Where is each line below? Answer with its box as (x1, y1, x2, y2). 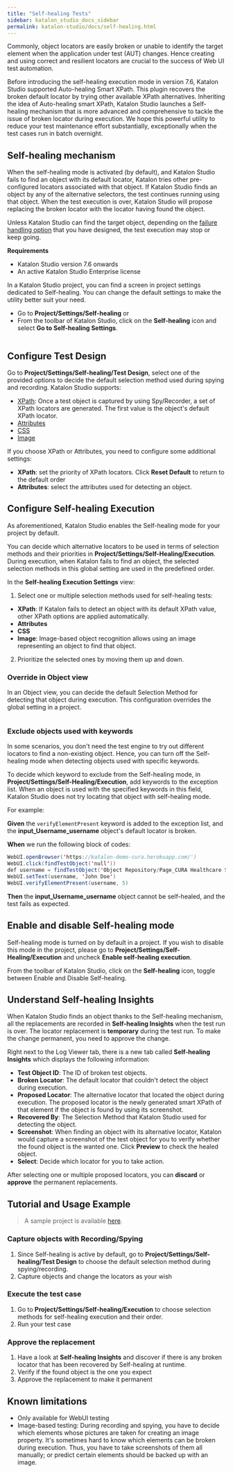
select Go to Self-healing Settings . (17, 324, 118, 332)
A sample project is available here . (24, 1217, 123, 1225)
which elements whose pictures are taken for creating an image (17, 1429, 200, 1437)
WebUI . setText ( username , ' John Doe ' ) (7, 873, 116, 880)
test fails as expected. (7, 899, 71, 907)
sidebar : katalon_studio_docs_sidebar (7, 17, 119, 24)
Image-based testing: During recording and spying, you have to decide (17, 1421, 220, 1429)
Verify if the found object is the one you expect (17, 1368, 152, 1376)
